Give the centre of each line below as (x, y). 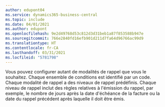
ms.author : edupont (26, 29)
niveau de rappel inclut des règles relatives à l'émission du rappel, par (79, 88)
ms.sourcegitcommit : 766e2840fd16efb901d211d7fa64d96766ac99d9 (75, 39)
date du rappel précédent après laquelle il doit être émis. (65, 99)
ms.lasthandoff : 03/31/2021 (35, 52)
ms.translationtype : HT (31, 43)
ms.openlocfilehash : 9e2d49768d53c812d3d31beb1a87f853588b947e (75, 34)
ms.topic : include (25, 19)
